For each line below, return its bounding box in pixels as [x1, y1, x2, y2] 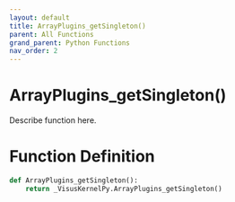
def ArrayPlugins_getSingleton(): [9, 176, 139, 185]
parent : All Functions [9, 30, 94, 39]
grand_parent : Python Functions [9, 38, 130, 48]
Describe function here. [9, 115, 97, 126]
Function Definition [9, 146, 155, 167]
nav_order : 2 [9, 47, 58, 56]
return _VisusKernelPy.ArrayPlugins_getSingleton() [25, 184, 222, 193]
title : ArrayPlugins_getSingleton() [9, 22, 146, 31]
